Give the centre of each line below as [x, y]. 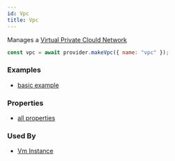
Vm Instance [35, 151]
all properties [36, 117]
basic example [38, 85]
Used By [22, 135]
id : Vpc [18, 13]
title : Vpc [23, 20]
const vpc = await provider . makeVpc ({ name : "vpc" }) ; [88, 53]
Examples [24, 70]
